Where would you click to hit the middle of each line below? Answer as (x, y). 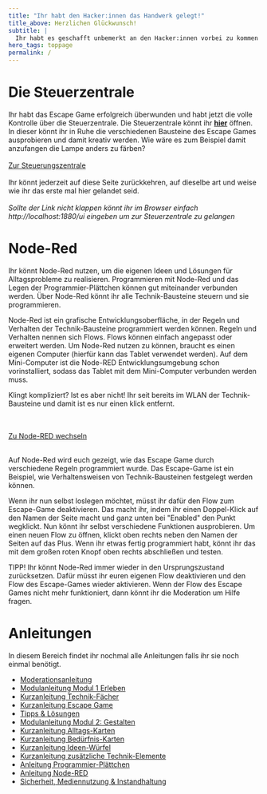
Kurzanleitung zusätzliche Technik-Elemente (93, 756)
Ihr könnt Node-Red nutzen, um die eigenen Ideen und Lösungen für (121, 270)
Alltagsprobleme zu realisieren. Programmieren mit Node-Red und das (124, 279)
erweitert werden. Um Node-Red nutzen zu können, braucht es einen (122, 345)
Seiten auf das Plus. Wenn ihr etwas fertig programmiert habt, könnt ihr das (132, 543)
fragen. (20, 601)
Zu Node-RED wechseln (48, 435)
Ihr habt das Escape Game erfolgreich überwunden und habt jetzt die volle (130, 114)
